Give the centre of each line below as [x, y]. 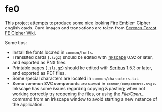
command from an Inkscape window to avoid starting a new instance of [84, 99]
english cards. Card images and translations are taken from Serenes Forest [81, 28]
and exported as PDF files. [39, 73]
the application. [28, 104]
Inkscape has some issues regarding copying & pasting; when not [79, 88]
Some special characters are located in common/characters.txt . [76, 78]
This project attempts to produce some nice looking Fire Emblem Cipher [78, 23]
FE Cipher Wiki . [21, 33]
